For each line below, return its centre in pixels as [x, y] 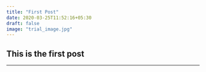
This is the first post [45, 53]
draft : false [23, 23]
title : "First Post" [33, 12]
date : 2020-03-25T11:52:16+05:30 [49, 18]
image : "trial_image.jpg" [39, 29]
